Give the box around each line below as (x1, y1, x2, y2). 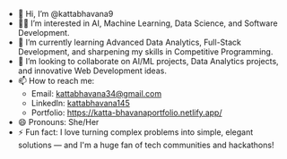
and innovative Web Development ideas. (17, 65, 168, 76)
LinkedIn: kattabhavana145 (30, 98, 130, 108)
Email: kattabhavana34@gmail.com (30, 88, 162, 98)
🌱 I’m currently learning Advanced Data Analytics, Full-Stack (17, 37, 242, 47)
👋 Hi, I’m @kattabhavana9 (17, 9, 114, 19)
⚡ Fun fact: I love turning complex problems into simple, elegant (17, 127, 254, 138)
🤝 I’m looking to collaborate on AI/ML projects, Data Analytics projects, (17, 56, 280, 66)
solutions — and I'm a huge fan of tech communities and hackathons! (17, 139, 274, 150)
